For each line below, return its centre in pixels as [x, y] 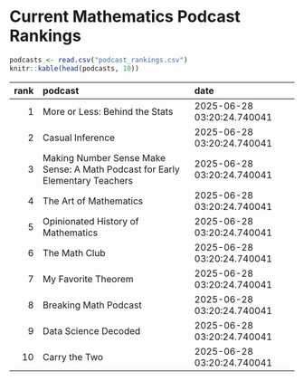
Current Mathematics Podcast [125, 17]
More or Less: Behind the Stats [108, 111]
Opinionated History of [90, 221]
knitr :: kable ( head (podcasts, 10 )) [75, 68]
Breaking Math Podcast [92, 305]
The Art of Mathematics [93, 201]
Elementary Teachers [88, 180]
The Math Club [74, 252]
